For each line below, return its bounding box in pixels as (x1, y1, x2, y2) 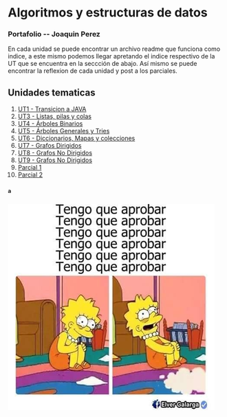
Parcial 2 (17, 170, 43, 179)
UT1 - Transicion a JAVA (17, 105, 87, 113)
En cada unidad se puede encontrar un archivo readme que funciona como (8, 45, 221, 53)
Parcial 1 (17, 164, 42, 172)
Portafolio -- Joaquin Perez (8, 30, 100, 39)
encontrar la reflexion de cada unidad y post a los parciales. (8, 67, 177, 75)
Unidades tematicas (8, 87, 96, 98)
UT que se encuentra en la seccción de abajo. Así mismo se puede (8, 60, 197, 68)
